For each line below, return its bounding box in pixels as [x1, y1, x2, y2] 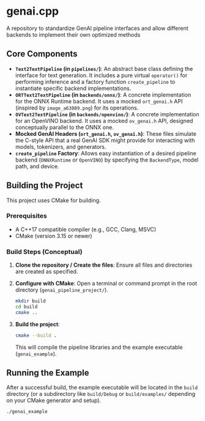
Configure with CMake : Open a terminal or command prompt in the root [15, 280, 198, 287]
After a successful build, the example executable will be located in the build [6, 384, 198, 391]
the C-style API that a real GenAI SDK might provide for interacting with [15, 136, 195, 144]
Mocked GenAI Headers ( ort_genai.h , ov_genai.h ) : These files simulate [15, 130, 197, 137]
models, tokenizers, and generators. [15, 143, 106, 151]
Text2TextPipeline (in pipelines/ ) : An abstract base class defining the [15, 65, 193, 72]
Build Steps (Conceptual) [6, 247, 83, 256]
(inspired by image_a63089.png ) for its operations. [15, 104, 139, 111]
